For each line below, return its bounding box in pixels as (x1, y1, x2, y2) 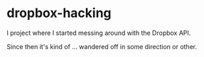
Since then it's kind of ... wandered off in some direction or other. (6, 42, 197, 51)
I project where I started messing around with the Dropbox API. (6, 28, 191, 37)
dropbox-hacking (6, 5, 112, 21)
